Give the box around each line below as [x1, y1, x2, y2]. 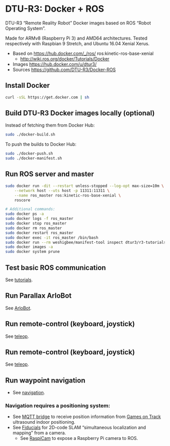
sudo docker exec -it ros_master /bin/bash [5, 235, 99, 240]
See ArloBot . [5, 305, 32, 311]
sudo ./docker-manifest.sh [5, 156, 62, 161]
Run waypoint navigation [5, 376, 86, 385]
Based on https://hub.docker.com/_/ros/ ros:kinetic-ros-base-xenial [12, 50, 154, 56]
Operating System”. [5, 25, 46, 31]
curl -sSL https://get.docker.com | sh [5, 94, 90, 100]
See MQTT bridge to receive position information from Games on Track [12, 413, 161, 420]
